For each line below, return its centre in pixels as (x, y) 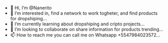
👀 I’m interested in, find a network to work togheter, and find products (84, 13)
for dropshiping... (29, 18)
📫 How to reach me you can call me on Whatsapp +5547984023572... (85, 35)
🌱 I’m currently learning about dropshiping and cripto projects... (77, 24)
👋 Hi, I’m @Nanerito (31, 8)
